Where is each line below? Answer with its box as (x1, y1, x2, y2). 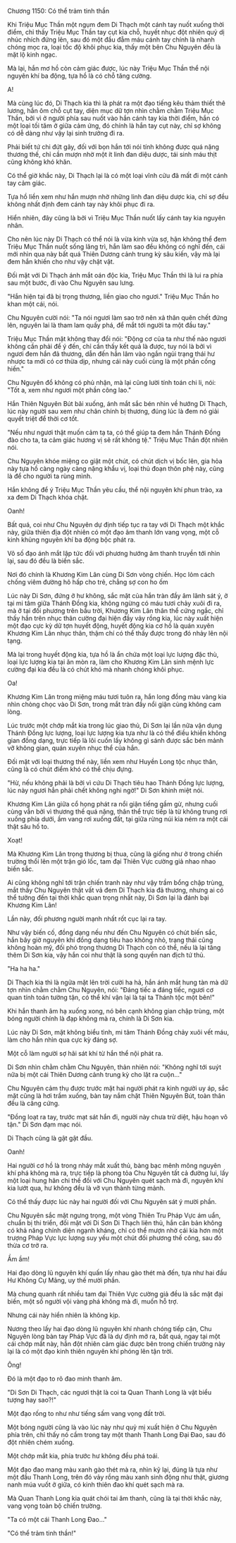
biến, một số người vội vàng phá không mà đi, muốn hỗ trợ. (7, 1297, 178, 1306)
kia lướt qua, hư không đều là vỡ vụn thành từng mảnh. (7, 1184, 166, 1192)
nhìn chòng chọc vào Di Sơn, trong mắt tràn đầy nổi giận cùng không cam (7, 700, 222, 708)
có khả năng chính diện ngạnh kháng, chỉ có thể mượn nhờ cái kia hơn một (7, 1226, 224, 1234)
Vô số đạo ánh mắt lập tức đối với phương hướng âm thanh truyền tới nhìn (7, 549, 221, 557)
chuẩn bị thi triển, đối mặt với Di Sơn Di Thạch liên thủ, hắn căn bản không (7, 1219, 223, 1227)
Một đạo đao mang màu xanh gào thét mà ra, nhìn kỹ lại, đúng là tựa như (7, 1465, 218, 1474)
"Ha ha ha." (7, 965, 41, 972)
